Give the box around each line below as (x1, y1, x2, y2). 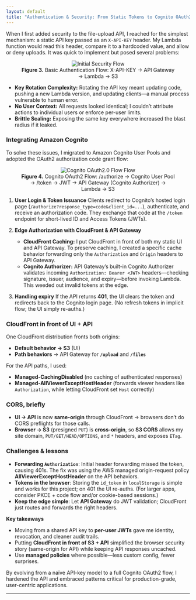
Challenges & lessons (6, 447, 69, 455)
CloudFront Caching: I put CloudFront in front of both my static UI (23, 238, 183, 245)
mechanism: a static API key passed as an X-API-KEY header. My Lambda (6, 36, 181, 43)
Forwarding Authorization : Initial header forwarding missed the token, (14, 460, 184, 467)
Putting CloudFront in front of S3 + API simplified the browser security (14, 539, 185, 546)
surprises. (14, 557, 39, 565)
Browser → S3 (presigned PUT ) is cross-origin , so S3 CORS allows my (14, 426, 184, 433)
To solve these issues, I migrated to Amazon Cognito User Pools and (6, 149, 171, 156)
